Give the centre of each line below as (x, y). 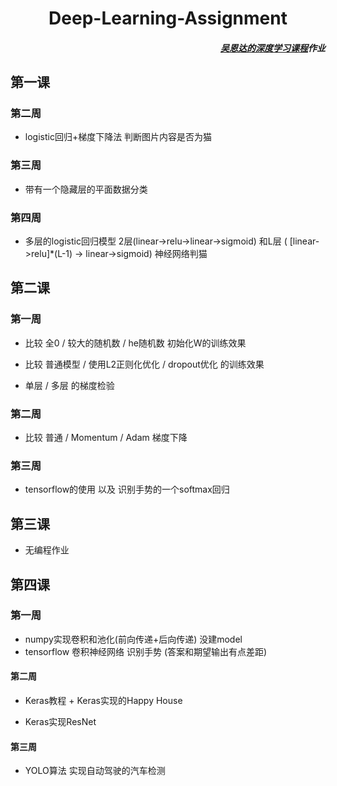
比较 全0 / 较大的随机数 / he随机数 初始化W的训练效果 (135, 343)
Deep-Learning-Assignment (168, 18)
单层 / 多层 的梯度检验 (69, 385)
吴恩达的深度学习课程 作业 (273, 48)
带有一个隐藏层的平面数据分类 (86, 189)
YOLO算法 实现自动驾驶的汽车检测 (95, 771)
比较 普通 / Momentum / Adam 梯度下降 (106, 438)
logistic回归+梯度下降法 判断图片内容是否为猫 (118, 137)
